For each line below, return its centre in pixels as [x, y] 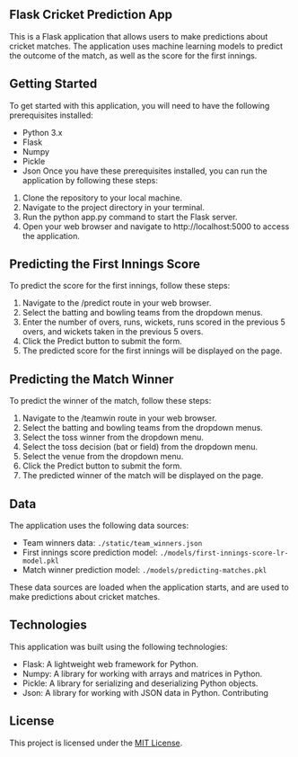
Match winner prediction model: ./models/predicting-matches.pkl [145, 570]
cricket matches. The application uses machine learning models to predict [146, 46]
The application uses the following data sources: [99, 526]
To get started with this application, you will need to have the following [140, 105]
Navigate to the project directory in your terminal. [113, 207]
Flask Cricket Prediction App [91, 15]
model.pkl [41, 561]
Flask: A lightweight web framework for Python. [110, 663]
